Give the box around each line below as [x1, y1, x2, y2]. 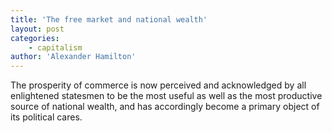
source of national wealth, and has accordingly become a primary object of [10, 101, 320, 113]
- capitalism [28, 42, 83, 53]
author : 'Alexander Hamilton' [10, 52, 137, 62]
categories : [10, 33, 60, 43]
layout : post [10, 24, 65, 34]
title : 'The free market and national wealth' [10, 14, 208, 25]
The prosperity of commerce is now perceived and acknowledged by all [10, 79, 307, 91]
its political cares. [10, 111, 83, 123]
